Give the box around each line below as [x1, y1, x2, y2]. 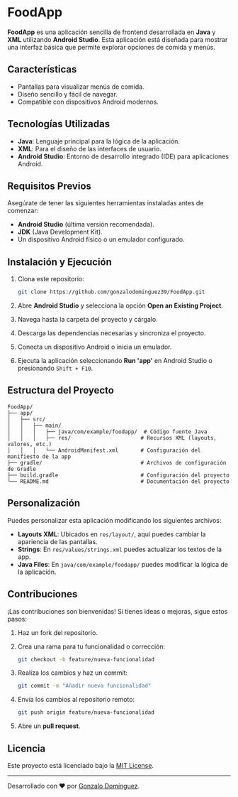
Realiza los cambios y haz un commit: [17, 668, 128, 677]
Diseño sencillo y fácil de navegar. [17, 90, 118, 98]
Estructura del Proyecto [7, 384, 115, 396]
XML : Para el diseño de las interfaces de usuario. [17, 144, 161, 153]
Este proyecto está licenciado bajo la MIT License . [7, 761, 154, 769]
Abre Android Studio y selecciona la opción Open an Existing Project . [17, 301, 223, 310]
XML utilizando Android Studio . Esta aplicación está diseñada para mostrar [7, 35, 228, 43]
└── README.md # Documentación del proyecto [7, 477, 230, 485]
